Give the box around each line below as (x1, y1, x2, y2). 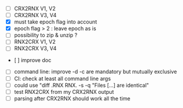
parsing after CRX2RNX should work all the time (14, 94, 131, 102)
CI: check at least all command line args (14, 75, 111, 82)
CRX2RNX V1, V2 (14, 5, 56, 12)
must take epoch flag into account (14, 18, 98, 25)
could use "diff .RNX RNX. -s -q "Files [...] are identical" (14, 81, 149, 89)
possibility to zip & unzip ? (14, 32, 78, 39)
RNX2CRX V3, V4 (14, 45, 57, 52)
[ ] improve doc (14, 57, 51, 64)
